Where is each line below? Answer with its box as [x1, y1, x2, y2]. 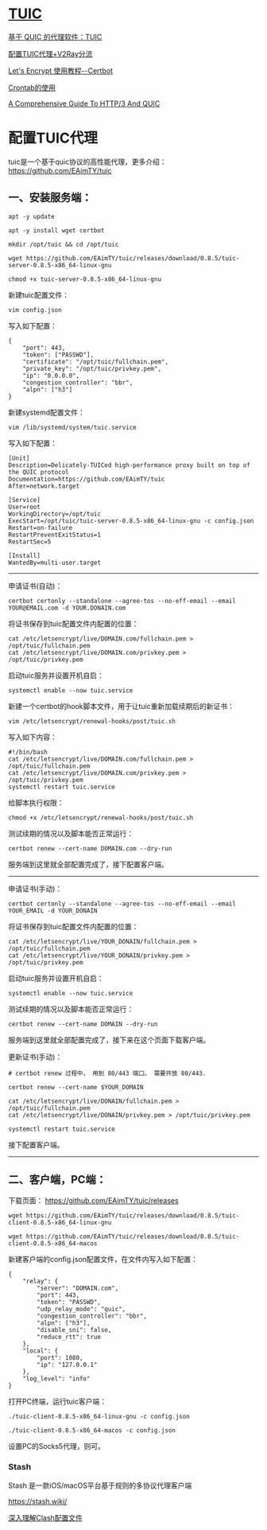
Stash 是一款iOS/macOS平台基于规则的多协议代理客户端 [8, 1481, 192, 1490]
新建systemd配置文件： [8, 407, 86, 417]
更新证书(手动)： [8, 1052, 63, 1061]
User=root [8, 503, 41, 511]
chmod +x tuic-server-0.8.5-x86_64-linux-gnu [8, 275, 161, 283]
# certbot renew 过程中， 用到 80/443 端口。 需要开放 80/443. [8, 1069, 207, 1077]
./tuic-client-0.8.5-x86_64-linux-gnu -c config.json [8, 1412, 191, 1420]
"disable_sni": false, [37, 1326, 112, 1333]
